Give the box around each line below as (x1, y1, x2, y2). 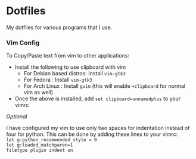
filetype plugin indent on (6, 147, 73, 154)
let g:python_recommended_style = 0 (6, 137, 97, 143)
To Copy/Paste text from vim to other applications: (6, 52, 130, 59)
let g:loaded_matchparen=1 (6, 142, 73, 148)
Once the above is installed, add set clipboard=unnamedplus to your (14, 95, 181, 102)
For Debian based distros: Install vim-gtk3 (23, 70, 126, 77)
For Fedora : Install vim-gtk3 (23, 76, 92, 84)
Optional (6, 113, 27, 120)
